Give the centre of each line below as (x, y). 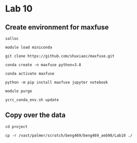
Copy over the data (35, 115)
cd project (16, 126)
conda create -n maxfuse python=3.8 (43, 65)
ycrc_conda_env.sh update (32, 100)
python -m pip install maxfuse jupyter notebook (57, 82)
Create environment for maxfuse (57, 27)
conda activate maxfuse (30, 73)
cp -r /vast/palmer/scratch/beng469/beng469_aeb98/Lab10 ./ (69, 135)
